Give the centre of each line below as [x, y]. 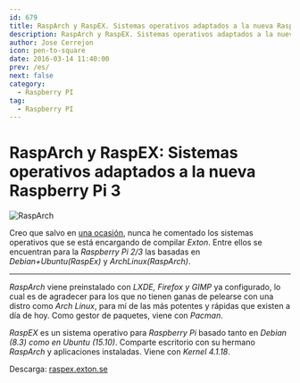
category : [28, 84]
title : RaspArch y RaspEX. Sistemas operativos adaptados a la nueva [142, 26]
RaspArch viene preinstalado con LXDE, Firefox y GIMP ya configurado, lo [145, 287]
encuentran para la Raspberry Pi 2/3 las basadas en [105, 252]
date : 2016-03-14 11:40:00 [59, 59]
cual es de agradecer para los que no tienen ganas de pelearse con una [142, 296]
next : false [31, 76]
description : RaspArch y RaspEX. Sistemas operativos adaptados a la [142, 34]
